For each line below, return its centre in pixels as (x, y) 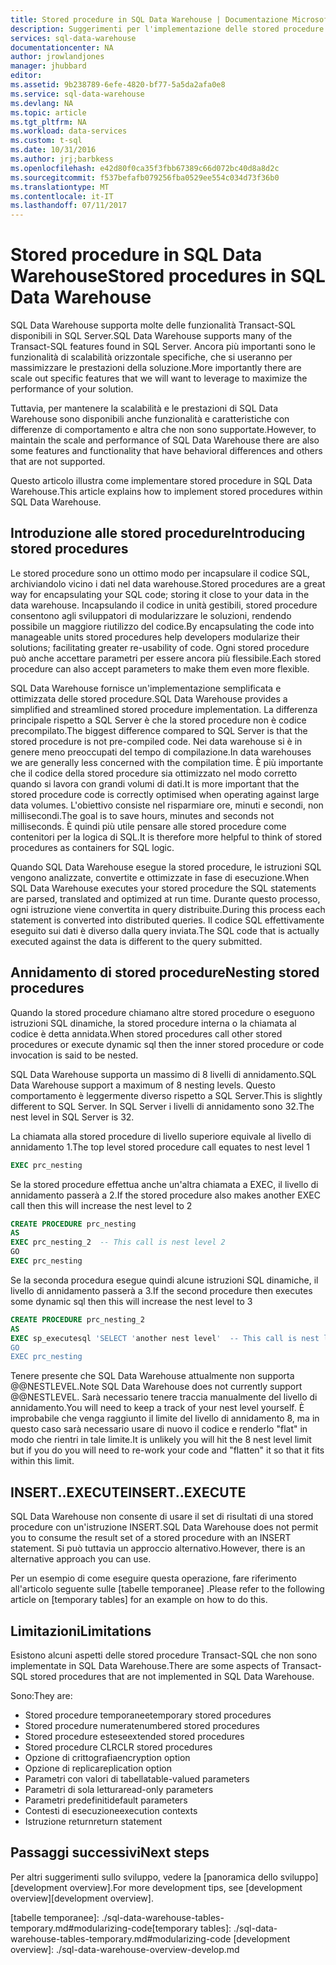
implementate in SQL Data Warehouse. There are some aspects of (145, 1665)
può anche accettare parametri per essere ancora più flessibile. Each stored (166, 658)
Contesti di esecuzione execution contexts (111, 1810)
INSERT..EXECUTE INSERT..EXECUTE (128, 1492)
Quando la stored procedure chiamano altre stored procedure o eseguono (162, 1012)
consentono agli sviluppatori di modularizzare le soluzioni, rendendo (151, 615)
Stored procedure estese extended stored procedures (134, 1736)
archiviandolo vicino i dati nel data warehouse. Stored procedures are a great (168, 583)
